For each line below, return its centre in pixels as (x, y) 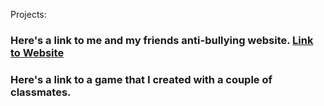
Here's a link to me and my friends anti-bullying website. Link (162, 40)
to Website (37, 52)
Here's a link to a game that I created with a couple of (141, 79)
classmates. (41, 92)
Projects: (28, 14)
